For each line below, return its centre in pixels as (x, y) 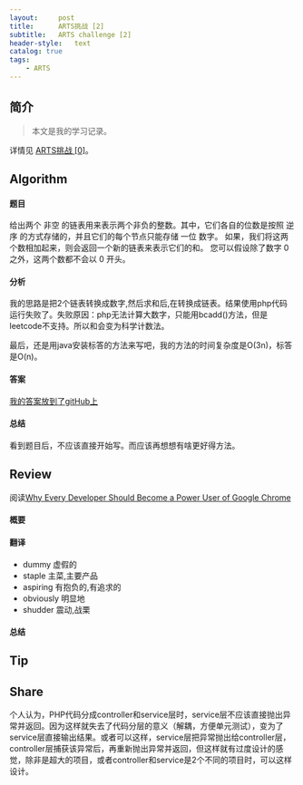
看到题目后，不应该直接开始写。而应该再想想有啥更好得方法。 (125, 445)
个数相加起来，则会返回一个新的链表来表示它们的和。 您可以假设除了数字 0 (149, 248)
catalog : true (36, 52)
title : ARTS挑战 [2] (57, 26)
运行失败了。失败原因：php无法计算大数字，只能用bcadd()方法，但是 (139, 315)
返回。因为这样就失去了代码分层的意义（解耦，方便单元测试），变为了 (154, 726)
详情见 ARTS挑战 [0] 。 (51, 150)
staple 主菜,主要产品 (60, 576)
